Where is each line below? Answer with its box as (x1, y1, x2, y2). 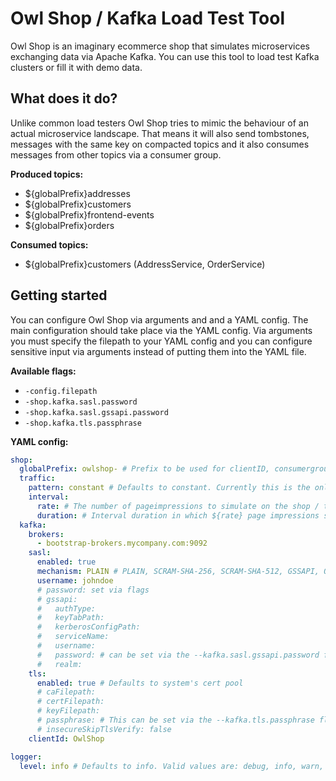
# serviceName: (36, 632, 110, 642)
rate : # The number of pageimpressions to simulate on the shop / (36, 501, 320, 511)
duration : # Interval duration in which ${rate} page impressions (36, 510, 320, 521)
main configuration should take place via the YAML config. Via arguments (10, 324, 313, 336)
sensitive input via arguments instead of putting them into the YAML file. (10, 345, 307, 357)
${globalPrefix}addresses (24, 187, 131, 199)
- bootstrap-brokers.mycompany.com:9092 (36, 538, 208, 549)
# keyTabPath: (36, 613, 105, 623)
